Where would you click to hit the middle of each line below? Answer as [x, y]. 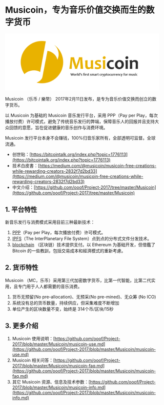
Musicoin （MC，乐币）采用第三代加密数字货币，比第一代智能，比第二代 [78, 280]
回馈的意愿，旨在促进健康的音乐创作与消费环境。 [58, 128]
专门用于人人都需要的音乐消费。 [50, 286]
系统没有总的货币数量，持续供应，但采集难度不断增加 [66, 303]
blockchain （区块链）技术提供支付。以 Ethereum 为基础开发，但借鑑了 [84, 244]
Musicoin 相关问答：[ [33, 360]
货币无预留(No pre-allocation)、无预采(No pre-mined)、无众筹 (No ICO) [84, 297]
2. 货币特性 [22, 268]
